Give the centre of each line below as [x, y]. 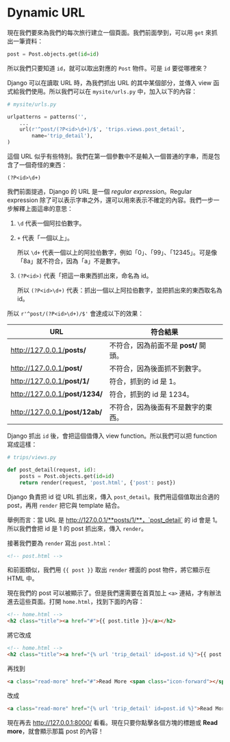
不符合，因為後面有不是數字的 [157, 407]
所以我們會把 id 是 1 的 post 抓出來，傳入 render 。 [77, 528]
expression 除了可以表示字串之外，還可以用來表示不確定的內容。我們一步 [111, 200]
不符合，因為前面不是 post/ [153, 346]
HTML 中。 [23, 578]
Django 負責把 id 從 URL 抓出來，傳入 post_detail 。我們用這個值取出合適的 [114, 497]
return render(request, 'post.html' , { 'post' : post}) [98, 482]
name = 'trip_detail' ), [63, 136]
